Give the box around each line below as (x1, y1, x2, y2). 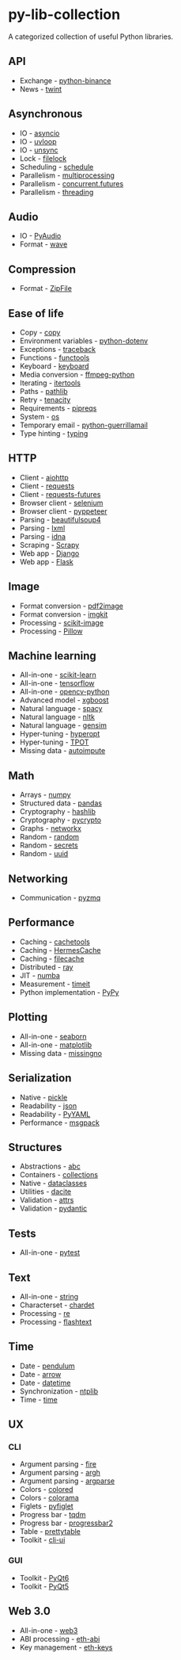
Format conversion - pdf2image (19, 601, 124, 610)
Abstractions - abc (19, 1161, 81, 1171)
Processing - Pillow (19, 626, 83, 636)
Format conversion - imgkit (19, 609, 108, 619)
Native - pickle (19, 1092, 68, 1102)
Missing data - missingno (19, 1048, 103, 1058)
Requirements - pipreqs (19, 404, 97, 413)
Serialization (8, 1072, 72, 1085)
